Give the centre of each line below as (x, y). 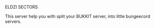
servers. (13, 21)
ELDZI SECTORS (21, 7)
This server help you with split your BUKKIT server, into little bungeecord (78, 16)
